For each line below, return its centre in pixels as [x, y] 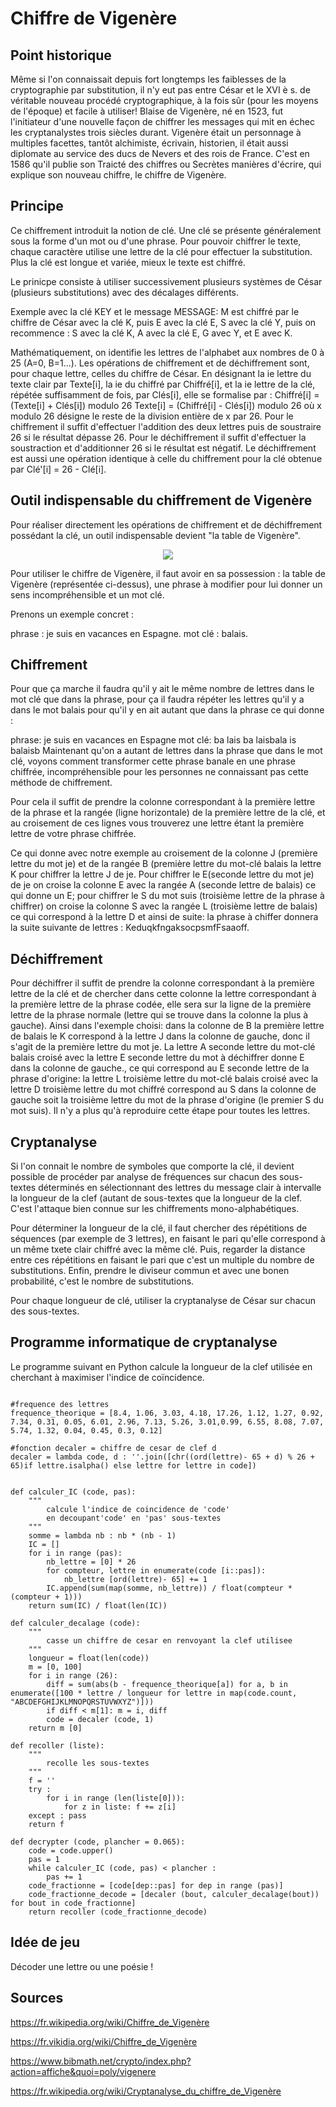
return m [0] [55, 1728]
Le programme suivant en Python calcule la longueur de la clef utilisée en [161, 1366]
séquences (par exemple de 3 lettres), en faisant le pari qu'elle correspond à [168, 1239]
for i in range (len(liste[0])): [116, 1798]
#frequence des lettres [60, 1404]
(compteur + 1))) [46, 1597]
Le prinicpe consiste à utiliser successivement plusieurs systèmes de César [166, 281]
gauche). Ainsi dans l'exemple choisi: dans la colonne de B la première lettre [167, 1026]
